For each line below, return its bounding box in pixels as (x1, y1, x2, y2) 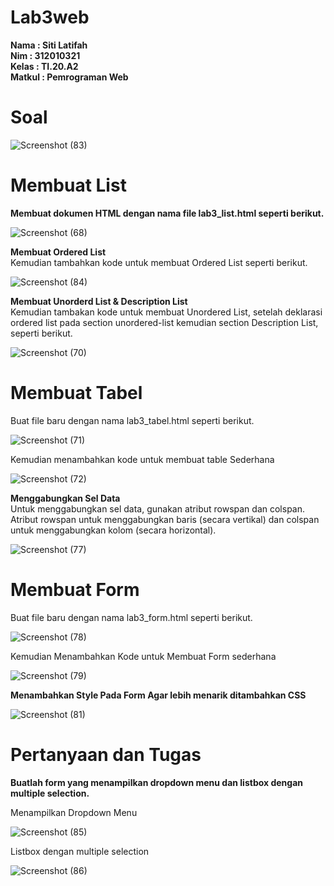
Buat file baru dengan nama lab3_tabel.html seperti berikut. (10, 414, 255, 426)
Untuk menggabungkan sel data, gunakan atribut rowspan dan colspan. (10, 502, 306, 515)
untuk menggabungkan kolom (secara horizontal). (10, 524, 217, 536)
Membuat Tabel (10, 382, 143, 404)
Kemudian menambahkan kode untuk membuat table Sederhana (10, 453, 275, 465)
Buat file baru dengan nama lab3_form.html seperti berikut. (10, 611, 253, 623)
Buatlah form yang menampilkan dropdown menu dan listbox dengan (10, 776, 304, 788)
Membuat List (10, 174, 127, 197)
